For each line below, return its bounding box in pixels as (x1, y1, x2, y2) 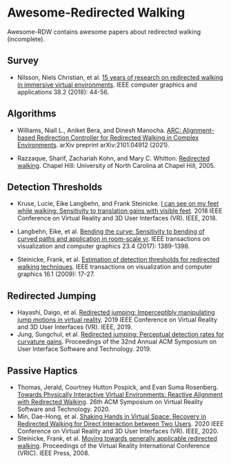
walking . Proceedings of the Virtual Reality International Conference (17, 442, 210, 450)
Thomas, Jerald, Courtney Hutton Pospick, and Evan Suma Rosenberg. (17, 383, 219, 391)
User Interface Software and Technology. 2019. (17, 345, 152, 353)
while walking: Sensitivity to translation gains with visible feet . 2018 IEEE (17, 207, 223, 215)
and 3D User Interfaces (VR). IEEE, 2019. (17, 323, 132, 331)
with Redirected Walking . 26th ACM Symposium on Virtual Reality (17, 398, 203, 405)
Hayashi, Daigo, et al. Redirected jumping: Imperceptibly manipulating (17, 308, 215, 317)
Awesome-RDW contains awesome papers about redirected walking (7, 28, 201, 36)
